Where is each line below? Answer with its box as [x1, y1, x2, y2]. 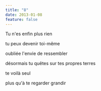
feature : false [5, 17, 38, 22]
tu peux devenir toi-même [5, 41, 60, 47]
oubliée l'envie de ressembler [5, 50, 68, 56]
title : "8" [5, 7, 29, 13]
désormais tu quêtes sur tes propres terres [5, 60, 96, 67]
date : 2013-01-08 [5, 12, 43, 17]
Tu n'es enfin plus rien [5, 31, 52, 37]
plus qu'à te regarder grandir [5, 80, 66, 86]
